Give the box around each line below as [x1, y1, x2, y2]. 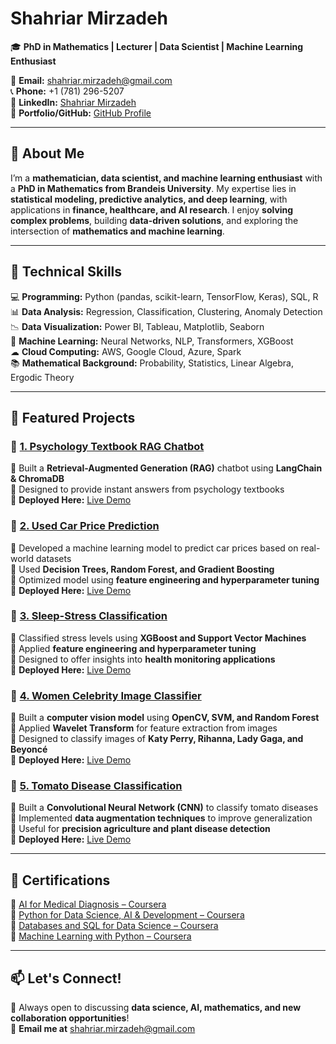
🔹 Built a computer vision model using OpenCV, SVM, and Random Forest [10, 712, 320, 724]
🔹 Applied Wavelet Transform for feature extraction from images [10, 722, 278, 734]
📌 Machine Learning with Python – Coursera [10, 930, 192, 942]
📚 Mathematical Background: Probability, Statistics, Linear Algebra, [10, 357, 295, 369]
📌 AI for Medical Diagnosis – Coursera [10, 898, 167, 911]
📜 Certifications [10, 872, 111, 889]
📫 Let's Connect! [10, 970, 122, 987]
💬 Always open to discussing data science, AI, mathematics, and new [10, 1002, 302, 1014]
